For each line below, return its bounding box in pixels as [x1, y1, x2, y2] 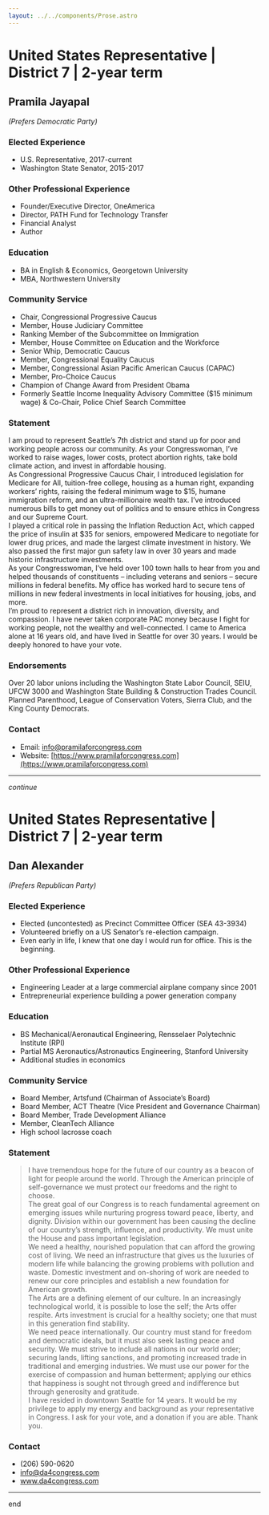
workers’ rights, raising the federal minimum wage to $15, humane [8, 487, 227, 496]
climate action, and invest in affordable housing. [8, 461, 167, 471]
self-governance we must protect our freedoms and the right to [27, 1182, 238, 1192]
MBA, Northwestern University [19, 273, 122, 283]
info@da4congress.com [19, 1468, 100, 1477]
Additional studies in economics [19, 1055, 126, 1064]
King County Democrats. [8, 703, 90, 714]
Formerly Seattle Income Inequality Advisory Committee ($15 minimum [19, 388, 254, 398]
